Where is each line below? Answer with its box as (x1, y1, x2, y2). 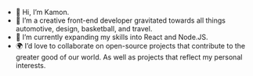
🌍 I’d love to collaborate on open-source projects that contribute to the (15, 42, 245, 50)
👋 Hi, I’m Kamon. (15, 8, 70, 16)
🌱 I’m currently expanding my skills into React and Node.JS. (15, 32, 209, 42)
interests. (15, 61, 46, 70)
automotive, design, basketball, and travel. (15, 24, 153, 33)
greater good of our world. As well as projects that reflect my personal (15, 52, 243, 62)
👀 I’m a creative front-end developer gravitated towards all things (15, 16, 226, 25)
